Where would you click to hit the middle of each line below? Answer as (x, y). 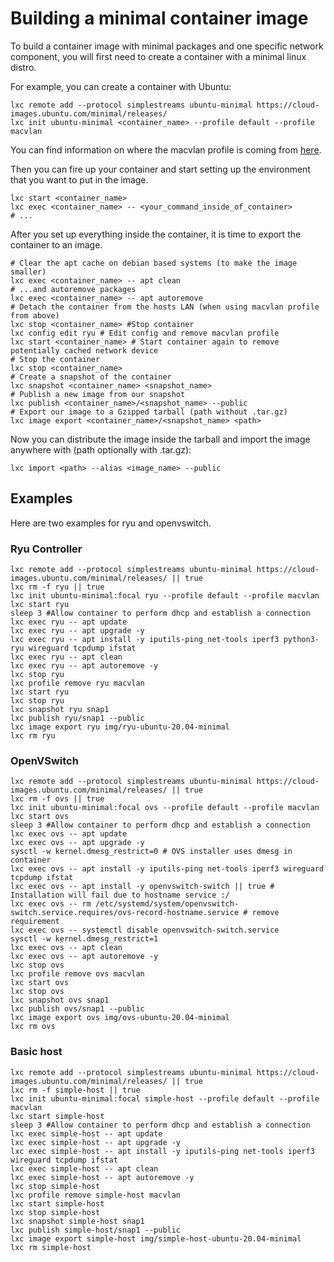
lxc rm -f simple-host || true (75, 1090)
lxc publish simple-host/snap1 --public (96, 1230)
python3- (301, 640)
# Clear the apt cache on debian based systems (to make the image (154, 263)
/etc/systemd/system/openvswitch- (167, 904)
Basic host (36, 1052)
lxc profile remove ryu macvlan (77, 683)
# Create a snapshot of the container (91, 377)
